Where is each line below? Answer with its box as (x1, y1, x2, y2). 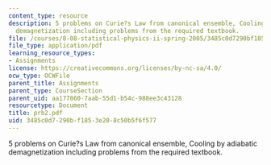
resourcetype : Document (8, 101, 89, 109)
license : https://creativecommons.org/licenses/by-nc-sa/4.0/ (8, 64, 222, 72)
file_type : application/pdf (8, 42, 103, 50)
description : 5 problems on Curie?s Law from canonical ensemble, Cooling (8, 19, 265, 27)
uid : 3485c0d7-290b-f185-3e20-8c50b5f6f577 (8, 117, 157, 125)
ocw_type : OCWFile (8, 72, 70, 80)
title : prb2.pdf (8, 109, 63, 118)
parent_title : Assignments (8, 79, 99, 87)
